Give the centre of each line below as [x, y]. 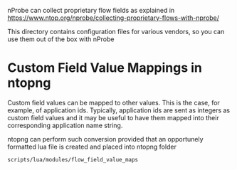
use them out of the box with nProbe [61, 39]
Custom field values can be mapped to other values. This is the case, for [114, 102]
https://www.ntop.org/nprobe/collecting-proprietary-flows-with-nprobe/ [113, 18]
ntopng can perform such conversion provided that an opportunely [106, 139]
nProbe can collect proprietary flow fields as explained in [91, 10]
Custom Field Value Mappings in [105, 68]
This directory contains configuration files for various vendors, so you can [116, 32]
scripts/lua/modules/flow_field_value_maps [73, 159]
